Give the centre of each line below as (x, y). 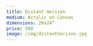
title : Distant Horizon (36, 12)
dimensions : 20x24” (31, 23)
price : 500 (20, 28)
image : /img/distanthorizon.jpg (46, 34)
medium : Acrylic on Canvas (40, 17)
